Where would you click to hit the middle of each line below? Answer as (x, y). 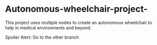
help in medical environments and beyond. (48, 27)
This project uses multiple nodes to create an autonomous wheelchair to (78, 22)
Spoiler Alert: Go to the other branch (42, 37)
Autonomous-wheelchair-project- (77, 9)
